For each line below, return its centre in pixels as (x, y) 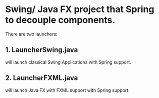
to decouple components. (60, 20)
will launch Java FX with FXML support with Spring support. (67, 90)
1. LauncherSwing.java (42, 50)
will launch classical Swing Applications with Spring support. (68, 62)
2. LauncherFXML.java (42, 78)
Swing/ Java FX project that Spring (80, 9)
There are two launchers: (31, 34)
